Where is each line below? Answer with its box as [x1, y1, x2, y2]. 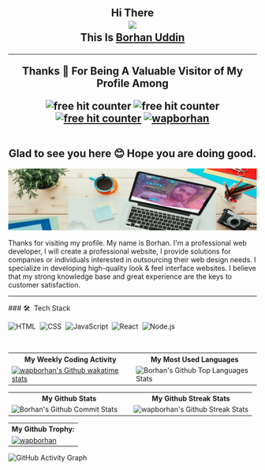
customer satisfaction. [8, 280, 81, 290]
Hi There [110, 6, 155, 20]
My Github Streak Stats [151, 394, 230, 404]
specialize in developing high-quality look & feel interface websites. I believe [8, 264, 256, 273]
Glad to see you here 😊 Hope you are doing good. [8, 147, 257, 160]
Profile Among [96, 77, 169, 90]
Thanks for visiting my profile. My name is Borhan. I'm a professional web [8, 239, 247, 248]
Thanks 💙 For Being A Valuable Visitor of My [22, 65, 243, 78]
